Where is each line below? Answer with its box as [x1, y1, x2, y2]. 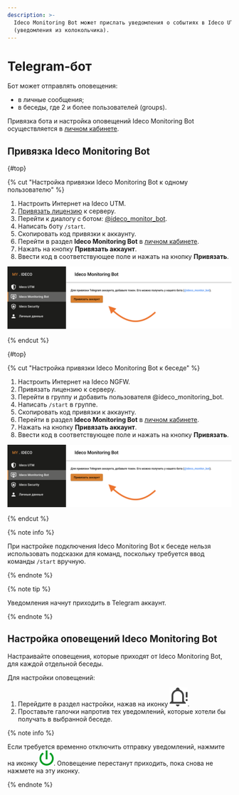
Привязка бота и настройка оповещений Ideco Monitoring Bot [7, 117, 194, 125]
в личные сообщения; [17, 96, 84, 104]
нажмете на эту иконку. [7, 766, 80, 775]
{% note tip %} [7, 585, 51, 593]
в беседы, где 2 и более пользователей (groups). [17, 103, 167, 112]
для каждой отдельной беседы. [7, 660, 104, 668]
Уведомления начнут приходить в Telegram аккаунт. [7, 598, 167, 607]
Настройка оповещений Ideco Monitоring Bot [7, 633, 218, 645]
